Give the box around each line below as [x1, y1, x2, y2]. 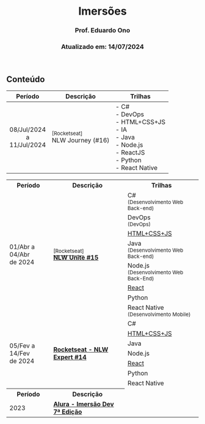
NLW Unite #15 [53, 254, 99, 262]
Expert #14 [53, 353, 87, 361]
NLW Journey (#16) [51, 136, 110, 145]
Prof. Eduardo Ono [74, 26, 131, 35]
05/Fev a [9, 341, 35, 349]
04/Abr [9, 250, 30, 259]
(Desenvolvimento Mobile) [127, 311, 191, 318]
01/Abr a [9, 243, 35, 251]
